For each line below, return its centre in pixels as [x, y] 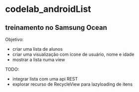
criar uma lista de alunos [37, 49]
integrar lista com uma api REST [45, 79]
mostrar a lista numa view [39, 60]
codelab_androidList [48, 9]
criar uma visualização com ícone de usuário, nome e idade [73, 54]
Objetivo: [14, 39]
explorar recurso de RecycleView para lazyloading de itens [72, 84]
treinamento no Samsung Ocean [56, 28]
